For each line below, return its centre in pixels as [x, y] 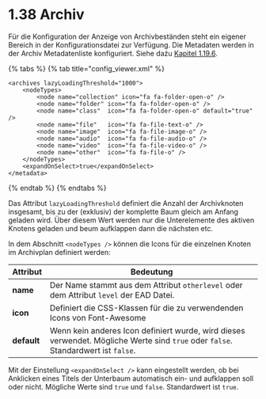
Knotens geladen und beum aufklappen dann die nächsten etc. [111, 228]
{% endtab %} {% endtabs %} [57, 188]
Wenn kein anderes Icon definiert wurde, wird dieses [147, 330]
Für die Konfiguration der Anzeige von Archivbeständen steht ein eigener [127, 36]
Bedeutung [152, 272]
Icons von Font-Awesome [98, 317]
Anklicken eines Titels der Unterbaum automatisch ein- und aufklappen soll [131, 378]
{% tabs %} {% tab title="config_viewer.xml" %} [86, 68]
